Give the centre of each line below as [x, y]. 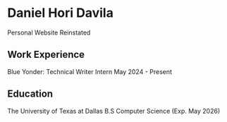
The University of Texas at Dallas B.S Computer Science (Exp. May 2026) [114, 111]
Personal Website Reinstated [49, 32]
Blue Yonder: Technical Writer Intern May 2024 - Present [90, 71]
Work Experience [46, 55]
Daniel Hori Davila [61, 13]
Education [30, 94]
